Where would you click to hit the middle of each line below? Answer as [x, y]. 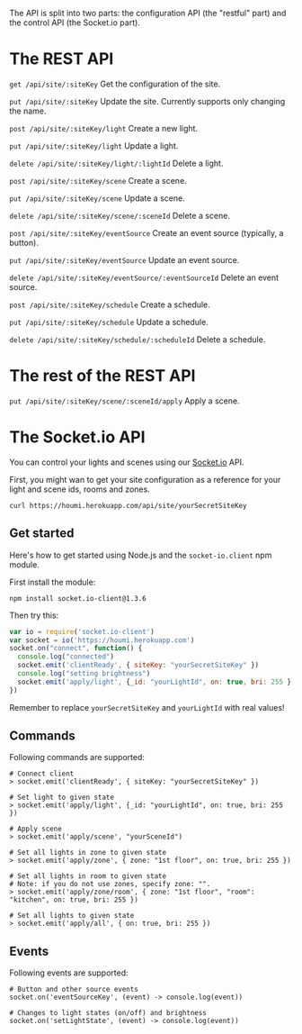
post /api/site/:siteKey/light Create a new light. [104, 128]
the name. [28, 111]
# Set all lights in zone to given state [88, 853]
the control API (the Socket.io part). [75, 23]
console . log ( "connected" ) [66, 657]
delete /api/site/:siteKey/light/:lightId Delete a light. [116, 163]
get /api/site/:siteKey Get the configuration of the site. [115, 84]
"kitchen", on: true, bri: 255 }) [74, 900]
